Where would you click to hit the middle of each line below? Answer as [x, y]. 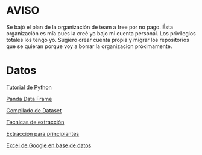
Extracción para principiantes [43, 133]
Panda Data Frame [29, 99]
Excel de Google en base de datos [49, 145]
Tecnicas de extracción [35, 122]
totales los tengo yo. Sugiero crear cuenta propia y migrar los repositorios [98, 40]
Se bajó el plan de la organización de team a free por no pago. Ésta [90, 27]
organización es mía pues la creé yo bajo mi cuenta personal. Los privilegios [101, 33]
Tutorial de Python [29, 87]
